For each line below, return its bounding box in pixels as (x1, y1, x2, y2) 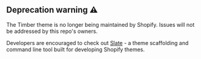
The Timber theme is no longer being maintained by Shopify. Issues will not (6, 21, 195, 28)
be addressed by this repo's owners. (6, 27, 98, 35)
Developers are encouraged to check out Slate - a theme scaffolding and (6, 39, 189, 46)
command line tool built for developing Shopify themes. (6, 46, 145, 53)
